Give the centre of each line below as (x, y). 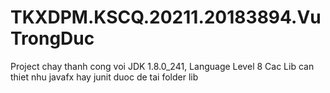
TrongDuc (52, 38)
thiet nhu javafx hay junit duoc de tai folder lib (104, 77)
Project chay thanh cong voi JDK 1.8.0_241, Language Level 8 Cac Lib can (162, 66)
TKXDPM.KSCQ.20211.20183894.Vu (166, 17)
